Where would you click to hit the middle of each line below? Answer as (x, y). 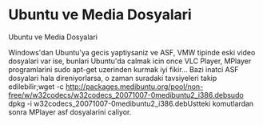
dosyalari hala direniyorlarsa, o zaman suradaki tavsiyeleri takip (113, 78)
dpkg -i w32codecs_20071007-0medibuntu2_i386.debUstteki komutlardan (131, 103)
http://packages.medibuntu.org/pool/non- (134, 87)
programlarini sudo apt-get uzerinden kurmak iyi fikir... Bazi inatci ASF (124, 69)
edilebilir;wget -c (36, 87)
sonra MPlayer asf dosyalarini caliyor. (70, 112)
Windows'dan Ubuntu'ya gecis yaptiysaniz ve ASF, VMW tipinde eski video (132, 52)
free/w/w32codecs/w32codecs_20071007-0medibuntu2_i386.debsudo (126, 95)
